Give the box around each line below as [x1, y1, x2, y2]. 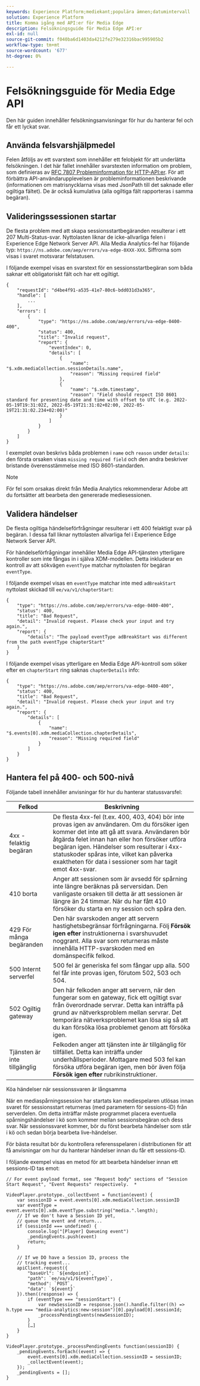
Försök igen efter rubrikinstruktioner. [52, 1070, 158, 1078]
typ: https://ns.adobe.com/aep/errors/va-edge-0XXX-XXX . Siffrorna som [6, 246, 182, 254]
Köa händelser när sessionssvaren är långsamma [6, 1085, 127, 1093]
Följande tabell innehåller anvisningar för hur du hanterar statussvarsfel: [6, 788, 183, 795]
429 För [9, 925, 32, 933]
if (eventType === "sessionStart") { [27, 1296, 121, 1302]
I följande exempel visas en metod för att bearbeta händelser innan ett [6, 1158, 179, 1165]
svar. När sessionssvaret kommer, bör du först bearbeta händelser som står [6, 1122, 192, 1129]
